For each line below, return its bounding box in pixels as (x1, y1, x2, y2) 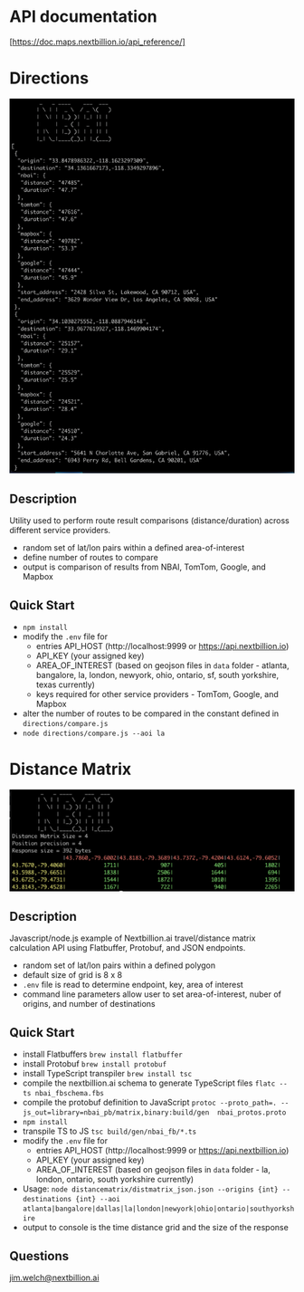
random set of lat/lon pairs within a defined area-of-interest (22, 542, 245, 553)
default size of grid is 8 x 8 (22, 970, 123, 981)
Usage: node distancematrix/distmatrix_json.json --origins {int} (22, 1183, 279, 1194)
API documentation (9, 6, 158, 27)
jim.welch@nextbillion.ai (9, 1272, 100, 1283)
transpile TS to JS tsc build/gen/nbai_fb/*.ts (22, 1125, 197, 1137)
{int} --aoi (75, 1195, 120, 1204)
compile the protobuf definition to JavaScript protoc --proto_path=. (22, 1097, 278, 1108)
